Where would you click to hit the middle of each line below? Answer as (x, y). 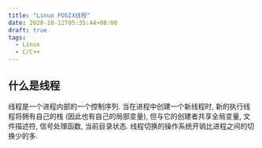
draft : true (28, 30)
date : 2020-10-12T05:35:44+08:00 (63, 23)
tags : (17, 37)
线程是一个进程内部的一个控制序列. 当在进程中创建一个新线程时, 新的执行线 (129, 106)
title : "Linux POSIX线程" (49, 15)
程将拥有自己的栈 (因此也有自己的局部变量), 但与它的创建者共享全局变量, (125, 116)
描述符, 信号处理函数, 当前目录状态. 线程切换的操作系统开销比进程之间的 (131, 126)
